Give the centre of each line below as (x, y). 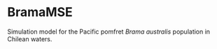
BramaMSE (40, 12)
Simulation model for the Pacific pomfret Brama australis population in (109, 31)
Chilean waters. (30, 38)
